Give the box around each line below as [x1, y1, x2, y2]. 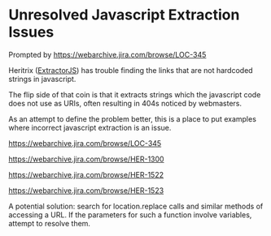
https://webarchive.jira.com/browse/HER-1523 [8, 185, 164, 195]
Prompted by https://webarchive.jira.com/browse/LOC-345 [8, 49, 207, 59]
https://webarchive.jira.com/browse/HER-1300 [8, 154, 164, 164]
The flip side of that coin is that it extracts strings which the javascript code [8, 89, 261, 99]
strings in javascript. [8, 74, 76, 84]
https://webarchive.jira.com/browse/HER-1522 [8, 169, 164, 179]
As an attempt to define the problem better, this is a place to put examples [8, 114, 256, 123]
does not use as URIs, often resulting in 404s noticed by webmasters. [8, 98, 243, 108]
